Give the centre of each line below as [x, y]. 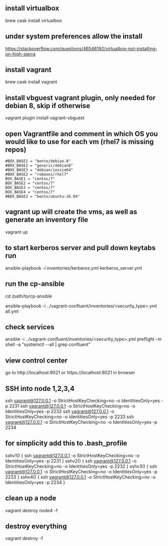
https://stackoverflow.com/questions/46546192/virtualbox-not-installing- [81, 48]
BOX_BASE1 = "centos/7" [30, 179]
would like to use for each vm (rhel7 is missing [79, 142]
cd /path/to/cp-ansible [29, 296]
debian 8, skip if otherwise [48, 106]
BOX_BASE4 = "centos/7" [30, 192]
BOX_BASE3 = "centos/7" [30, 188]
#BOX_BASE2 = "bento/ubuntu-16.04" [43, 196]
